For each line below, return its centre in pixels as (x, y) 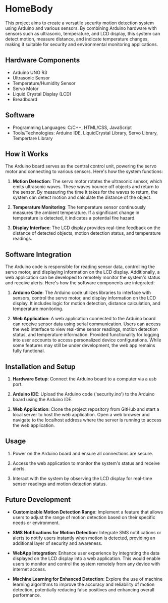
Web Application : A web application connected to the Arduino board (84, 319)
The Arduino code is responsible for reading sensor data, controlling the (80, 267)
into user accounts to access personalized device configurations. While (87, 340)
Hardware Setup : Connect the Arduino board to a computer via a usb (85, 379)
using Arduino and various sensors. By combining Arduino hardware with (81, 28)
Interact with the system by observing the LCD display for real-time (82, 478)
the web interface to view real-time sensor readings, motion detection (85, 329)
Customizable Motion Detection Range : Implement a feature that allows (88, 512)
